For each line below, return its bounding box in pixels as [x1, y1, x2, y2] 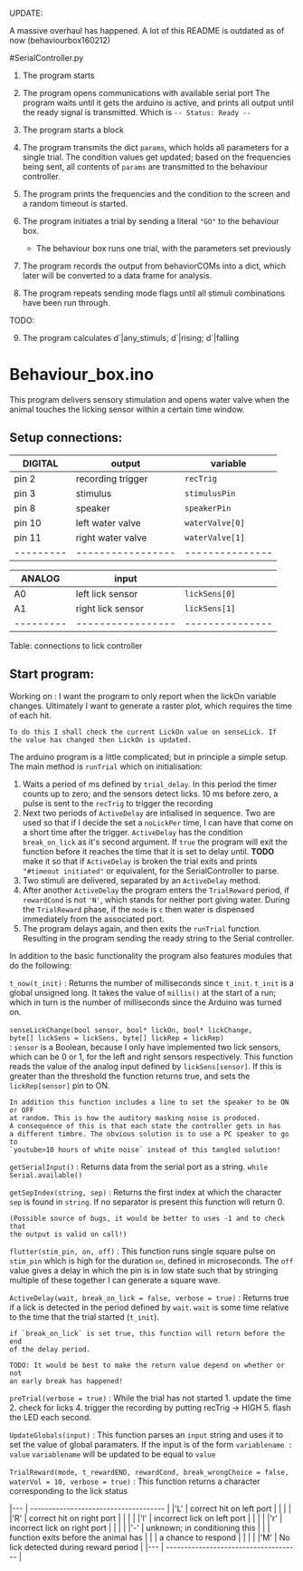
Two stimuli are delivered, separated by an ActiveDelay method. [22, 874, 260, 885]
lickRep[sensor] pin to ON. [9, 1079, 110, 1091]
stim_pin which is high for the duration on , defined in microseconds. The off [9, 1255, 294, 1266]
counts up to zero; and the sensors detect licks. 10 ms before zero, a [22, 788, 279, 799]
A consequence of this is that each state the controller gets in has [9, 1121, 281, 1130]
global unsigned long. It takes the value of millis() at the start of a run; [9, 987, 277, 998]
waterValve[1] [184, 532, 246, 542]
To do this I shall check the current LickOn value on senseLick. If [9, 727, 278, 737]
